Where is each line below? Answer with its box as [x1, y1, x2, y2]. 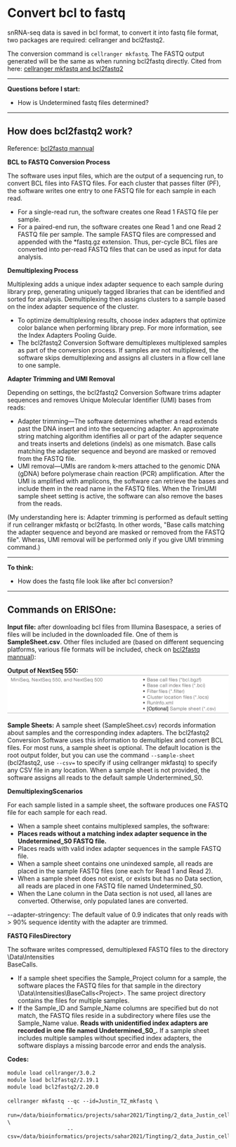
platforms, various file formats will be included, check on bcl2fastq [7, 645, 200, 654]
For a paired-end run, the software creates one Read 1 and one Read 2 [17, 222, 221, 231]
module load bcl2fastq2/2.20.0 [7, 1084, 99, 1091]
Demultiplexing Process [7, 266, 79, 274]
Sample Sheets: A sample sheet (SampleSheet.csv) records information [7, 721, 216, 730]
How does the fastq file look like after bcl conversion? [17, 577, 173, 585]
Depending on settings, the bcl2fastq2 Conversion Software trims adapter [7, 388, 221, 396]
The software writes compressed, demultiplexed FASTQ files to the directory [7, 945, 229, 954]
